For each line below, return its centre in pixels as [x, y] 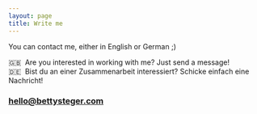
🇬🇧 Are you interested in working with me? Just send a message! [119, 62]
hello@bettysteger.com [56, 101]
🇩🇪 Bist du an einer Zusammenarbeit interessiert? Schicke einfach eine [129, 71]
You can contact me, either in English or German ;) [92, 46]
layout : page [30, 16]
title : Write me [36, 23]
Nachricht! [26, 80]
